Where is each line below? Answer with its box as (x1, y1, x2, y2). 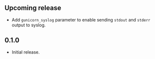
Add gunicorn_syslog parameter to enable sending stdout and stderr (11, 17, 151, 22)
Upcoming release (4, 4, 61, 12)
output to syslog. (11, 22, 46, 28)
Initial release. (11, 49, 40, 55)
